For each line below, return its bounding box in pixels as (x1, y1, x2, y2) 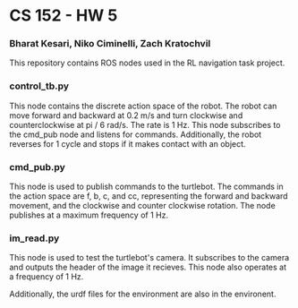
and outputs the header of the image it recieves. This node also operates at (9, 261, 287, 273)
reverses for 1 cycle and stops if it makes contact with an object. (9, 138, 246, 149)
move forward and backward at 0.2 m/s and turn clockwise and (9, 109, 243, 121)
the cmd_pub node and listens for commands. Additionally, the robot (9, 129, 262, 140)
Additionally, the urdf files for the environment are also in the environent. (9, 288, 277, 300)
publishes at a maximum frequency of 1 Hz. (9, 210, 168, 220)
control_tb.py (9, 80, 70, 92)
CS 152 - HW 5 (9, 5, 118, 26)
